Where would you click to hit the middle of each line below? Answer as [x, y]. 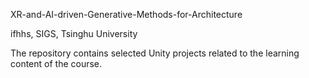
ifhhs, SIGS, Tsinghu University [74, 33]
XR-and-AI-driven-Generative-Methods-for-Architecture [126, 14]
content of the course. [56, 63]
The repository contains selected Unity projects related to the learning [155, 53]
